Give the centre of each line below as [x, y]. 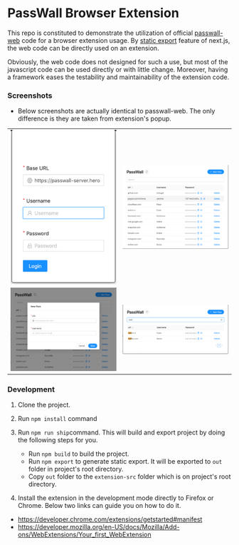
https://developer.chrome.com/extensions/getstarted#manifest [110, 519]
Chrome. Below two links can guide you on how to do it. [99, 505]
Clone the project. [44, 404]
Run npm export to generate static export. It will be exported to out [125, 461]
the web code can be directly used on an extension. [83, 48]
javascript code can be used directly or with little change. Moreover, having [118, 69]
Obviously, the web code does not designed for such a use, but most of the [118, 61]
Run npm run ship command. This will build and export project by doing [121, 432]
